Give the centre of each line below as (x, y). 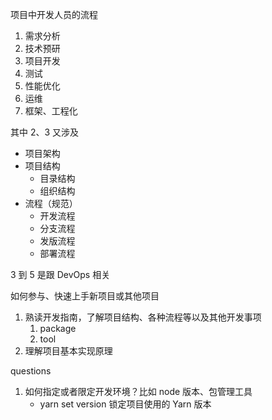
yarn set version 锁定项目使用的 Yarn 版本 (125, 404)
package (58, 328)
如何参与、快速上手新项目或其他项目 (85, 296)
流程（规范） (51, 203)
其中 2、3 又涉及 (45, 132)
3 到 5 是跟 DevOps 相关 (60, 274)
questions (31, 371)
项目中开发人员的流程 (54, 14)
